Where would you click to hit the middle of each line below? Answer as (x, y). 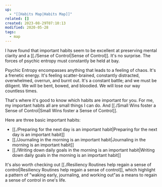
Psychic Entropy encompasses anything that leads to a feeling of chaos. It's (81, 70)
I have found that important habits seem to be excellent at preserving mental (81, 50)
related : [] (17, 18)
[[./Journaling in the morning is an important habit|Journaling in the (79, 139)
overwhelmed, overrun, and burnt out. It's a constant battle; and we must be (81, 80)
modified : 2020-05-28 (27, 28)
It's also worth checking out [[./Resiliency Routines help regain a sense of (78, 164)
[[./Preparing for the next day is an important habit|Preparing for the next (85, 129)
